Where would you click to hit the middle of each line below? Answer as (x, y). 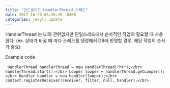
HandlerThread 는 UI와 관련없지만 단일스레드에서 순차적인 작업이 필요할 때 (79, 34)
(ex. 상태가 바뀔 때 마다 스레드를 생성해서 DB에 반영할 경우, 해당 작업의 (86, 40)
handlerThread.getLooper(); (135, 72)
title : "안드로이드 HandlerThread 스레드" (47, 10)
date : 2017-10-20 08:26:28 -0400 (41, 15)
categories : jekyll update (34, 19)
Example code (20, 57)
